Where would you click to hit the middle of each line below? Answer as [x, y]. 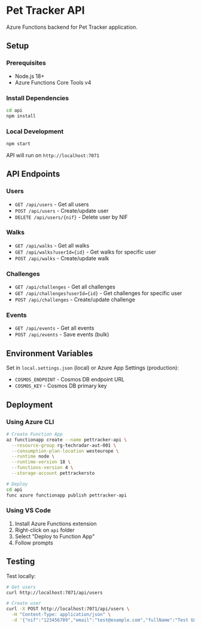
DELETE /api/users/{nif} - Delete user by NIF [71, 217]
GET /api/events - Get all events [54, 328]
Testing [21, 562]
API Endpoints [33, 174]
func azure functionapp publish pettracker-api [67, 495]
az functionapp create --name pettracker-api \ [67, 440]
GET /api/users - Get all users [52, 204]
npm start [19, 144]
